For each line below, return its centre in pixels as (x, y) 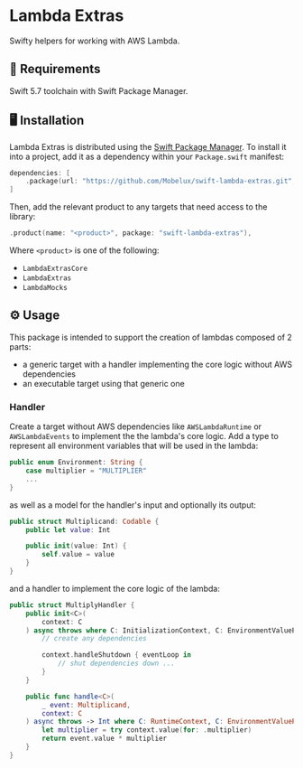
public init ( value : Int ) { (76, 546)
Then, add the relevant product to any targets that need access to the (138, 207)
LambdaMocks (45, 288)
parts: (20, 347)
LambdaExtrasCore (55, 269)
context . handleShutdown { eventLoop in (117, 655)
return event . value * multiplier (105, 739)
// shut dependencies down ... (116, 664)
